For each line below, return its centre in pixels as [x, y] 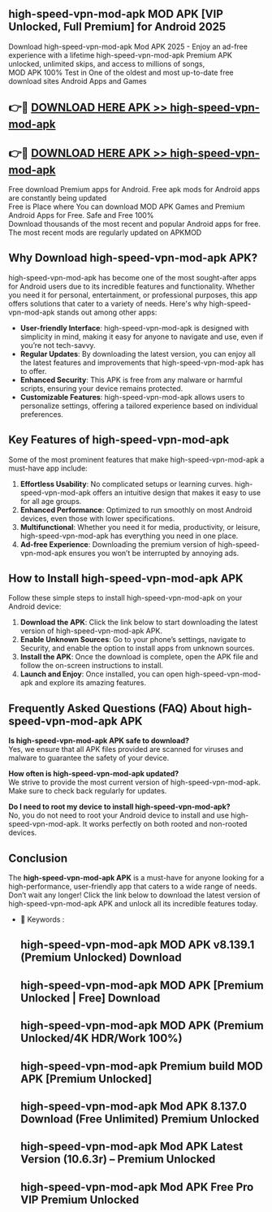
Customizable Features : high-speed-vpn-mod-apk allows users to [132, 397]
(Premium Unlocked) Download [101, 958]
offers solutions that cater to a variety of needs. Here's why [108, 303]
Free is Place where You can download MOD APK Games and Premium [127, 206]
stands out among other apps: [107, 312]
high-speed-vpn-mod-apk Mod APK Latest [132, 1147]
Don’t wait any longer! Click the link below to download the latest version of [135, 895]
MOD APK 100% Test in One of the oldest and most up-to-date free [121, 72]
